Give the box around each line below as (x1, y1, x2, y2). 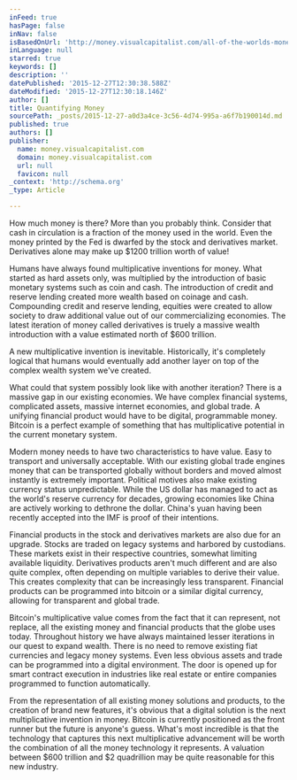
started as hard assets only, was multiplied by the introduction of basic (9, 273, 267, 283)
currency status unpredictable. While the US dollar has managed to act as (9, 484, 278, 494)
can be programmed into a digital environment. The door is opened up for (9, 660, 278, 669)
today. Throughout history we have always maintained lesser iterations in (9, 631, 276, 642)
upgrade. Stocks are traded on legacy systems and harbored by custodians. (9, 539, 286, 549)
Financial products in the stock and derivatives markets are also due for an (9, 529, 281, 540)
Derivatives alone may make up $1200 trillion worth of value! (9, 246, 230, 257)
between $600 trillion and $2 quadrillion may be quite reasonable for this (9, 752, 276, 762)
